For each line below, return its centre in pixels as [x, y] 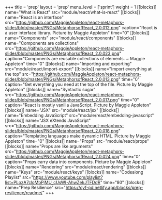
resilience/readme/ [24, 193]
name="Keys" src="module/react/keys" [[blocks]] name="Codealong [74, 172]
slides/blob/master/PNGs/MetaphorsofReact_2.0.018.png [62, 131]
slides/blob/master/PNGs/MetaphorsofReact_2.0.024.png [62, 157]
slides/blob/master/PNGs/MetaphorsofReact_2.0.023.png [62, 53]
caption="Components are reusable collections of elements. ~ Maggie [75, 58]
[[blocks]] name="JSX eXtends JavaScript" [48, 120]
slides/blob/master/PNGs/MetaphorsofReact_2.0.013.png [62, 79]
